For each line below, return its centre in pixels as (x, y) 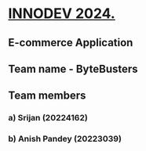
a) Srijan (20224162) (48, 118)
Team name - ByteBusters (73, 68)
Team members (47, 96)
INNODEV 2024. (62, 14)
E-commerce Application (71, 43)
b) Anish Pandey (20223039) (65, 139)
